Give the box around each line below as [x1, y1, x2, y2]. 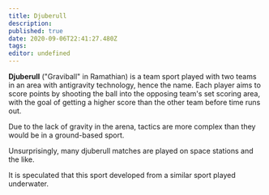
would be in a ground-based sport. [8, 130, 125, 140]
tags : [8, 42, 27, 50]
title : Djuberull [8, 11, 67, 20]
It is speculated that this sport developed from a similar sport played [8, 171, 237, 180]
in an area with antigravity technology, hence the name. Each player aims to [8, 80, 262, 90]
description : [8, 19, 53, 28]
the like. [8, 155, 35, 164]
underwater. [8, 179, 49, 189]
